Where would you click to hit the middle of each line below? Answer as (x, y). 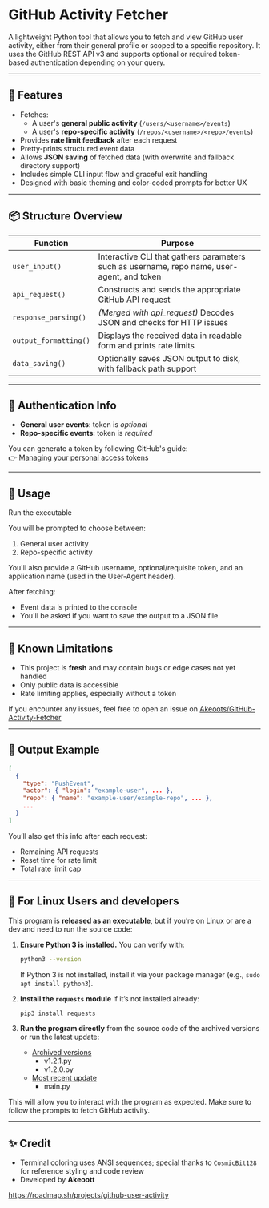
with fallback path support (147, 368)
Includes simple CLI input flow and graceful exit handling (113, 174)
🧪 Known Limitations (61, 648)
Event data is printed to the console (78, 607)
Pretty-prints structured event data (77, 148)
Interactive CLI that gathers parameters (172, 256)
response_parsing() (49, 317)
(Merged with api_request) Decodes (166, 312)
